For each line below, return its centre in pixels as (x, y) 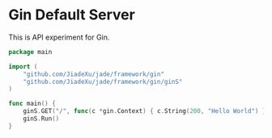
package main (30, 52)
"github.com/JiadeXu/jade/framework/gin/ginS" (103, 82)
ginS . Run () (41, 119)
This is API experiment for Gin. (59, 37)
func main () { (32, 104)
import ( (23, 66)
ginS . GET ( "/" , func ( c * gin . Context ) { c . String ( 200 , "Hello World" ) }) (146, 111)
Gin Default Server (72, 15)
